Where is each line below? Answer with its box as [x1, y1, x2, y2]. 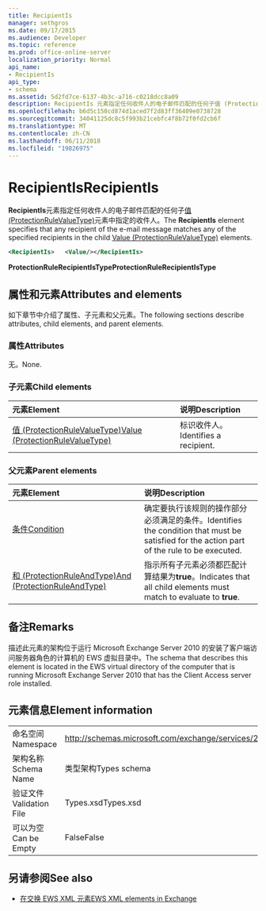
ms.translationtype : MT [8, 122, 87, 130]
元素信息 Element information [8, 703, 153, 718]
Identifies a [179, 430, 222, 441]
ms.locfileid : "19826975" [8, 144, 93, 152]
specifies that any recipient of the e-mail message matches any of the [8, 224, 237, 234]
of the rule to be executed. [143, 545, 242, 556]
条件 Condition [12, 523, 65, 534]
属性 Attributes [8, 340, 65, 351]
